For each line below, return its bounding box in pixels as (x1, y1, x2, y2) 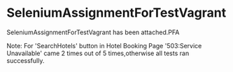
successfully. (6, 56, 45, 64)
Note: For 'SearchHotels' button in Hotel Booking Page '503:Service (6, 41, 202, 50)
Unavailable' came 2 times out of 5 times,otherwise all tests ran (6, 49, 190, 57)
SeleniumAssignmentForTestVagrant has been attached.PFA (6, 28, 180, 36)
